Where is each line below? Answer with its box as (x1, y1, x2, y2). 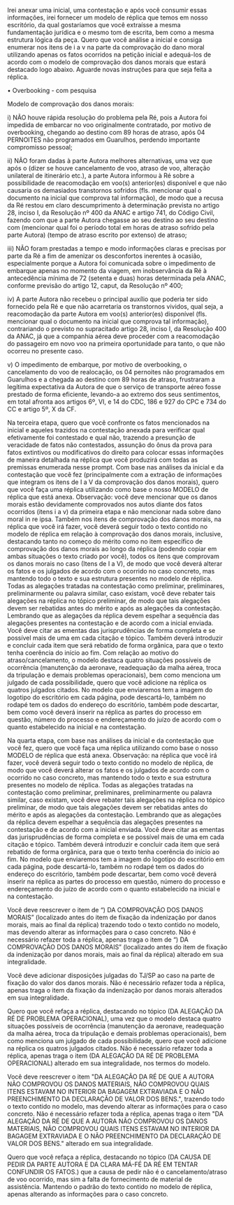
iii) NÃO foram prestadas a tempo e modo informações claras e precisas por (7, 244, 226, 252)
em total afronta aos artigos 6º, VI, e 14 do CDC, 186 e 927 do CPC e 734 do (7, 397, 227, 406)
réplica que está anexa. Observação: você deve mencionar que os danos (7, 492, 218, 501)
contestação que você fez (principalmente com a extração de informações (7, 471, 222, 479)
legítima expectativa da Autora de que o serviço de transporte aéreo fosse (7, 383, 221, 390)
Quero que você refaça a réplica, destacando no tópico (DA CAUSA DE (7, 1153, 212, 1161)
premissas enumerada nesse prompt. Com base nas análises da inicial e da (7, 463, 224, 471)
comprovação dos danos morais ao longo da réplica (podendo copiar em (7, 545, 217, 553)
